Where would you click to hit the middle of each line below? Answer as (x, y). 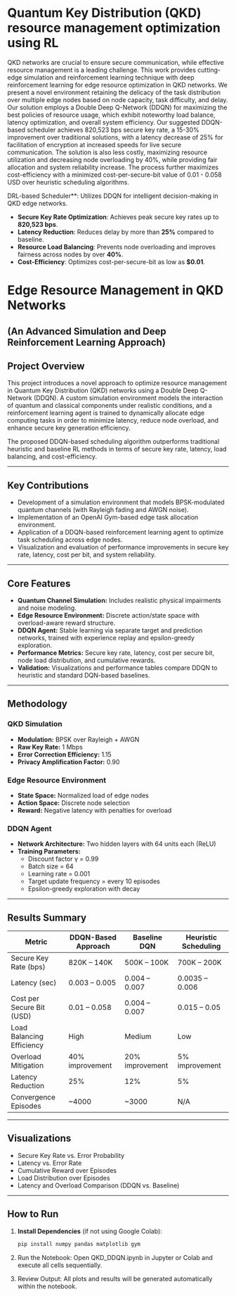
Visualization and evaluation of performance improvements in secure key (123, 547)
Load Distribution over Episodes (64, 1178)
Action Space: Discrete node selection (73, 803)
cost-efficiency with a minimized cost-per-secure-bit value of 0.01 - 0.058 (115, 175)
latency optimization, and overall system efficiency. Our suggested (104, 122)
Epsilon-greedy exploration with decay (84, 889)
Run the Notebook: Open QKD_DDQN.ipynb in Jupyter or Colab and (115, 1257)
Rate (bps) (28, 967)
